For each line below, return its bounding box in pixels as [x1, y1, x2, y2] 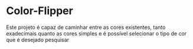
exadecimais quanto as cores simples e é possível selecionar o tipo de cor [6, 30, 187, 37]
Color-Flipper [6, 4, 74, 18]
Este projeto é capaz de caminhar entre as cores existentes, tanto [6, 24, 166, 31]
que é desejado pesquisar [6, 36, 70, 43]
